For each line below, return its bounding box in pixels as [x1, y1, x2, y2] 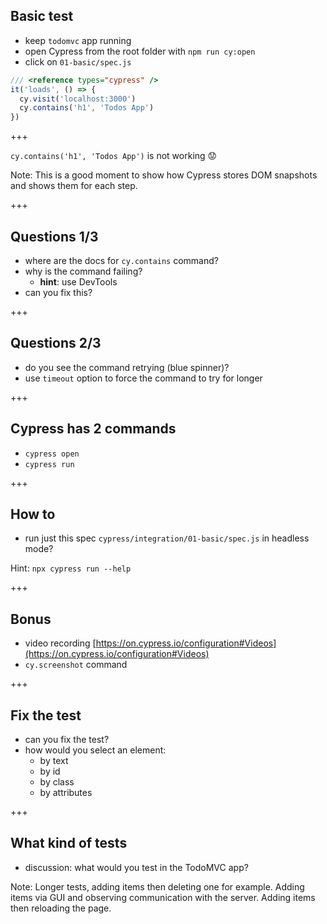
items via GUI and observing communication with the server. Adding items [10, 891, 316, 903]
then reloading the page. [10, 902, 112, 914]
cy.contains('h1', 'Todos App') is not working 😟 [10, 150, 218, 162]
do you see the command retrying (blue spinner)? [24, 361, 230, 373]
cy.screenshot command [24, 659, 128, 671]
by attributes [39, 787, 93, 799]
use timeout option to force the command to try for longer [24, 372, 263, 384]
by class [39, 776, 75, 788]
